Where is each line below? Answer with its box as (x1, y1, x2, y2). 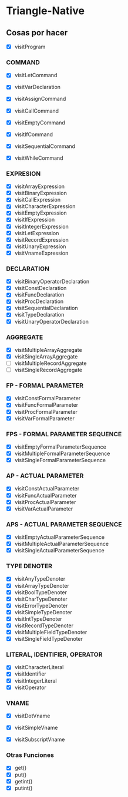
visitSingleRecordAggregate (14, 367, 83, 374)
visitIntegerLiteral (14, 677, 57, 684)
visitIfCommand (14, 131, 53, 138)
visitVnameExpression (14, 249, 69, 256)
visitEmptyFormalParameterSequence (14, 443, 107, 450)
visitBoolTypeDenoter (14, 588, 68, 596)
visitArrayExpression (14, 183, 65, 190)
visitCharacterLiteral (14, 664, 64, 671)
